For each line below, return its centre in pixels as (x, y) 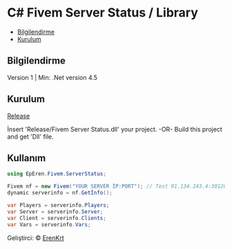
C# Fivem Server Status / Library (103, 13)
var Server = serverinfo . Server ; (55, 212)
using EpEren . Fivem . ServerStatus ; (57, 174)
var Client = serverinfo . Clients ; (57, 218)
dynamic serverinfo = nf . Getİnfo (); (60, 193)
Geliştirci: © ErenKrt (36, 238)
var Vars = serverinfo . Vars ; (49, 225)
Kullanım (27, 158)
